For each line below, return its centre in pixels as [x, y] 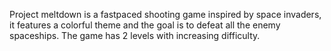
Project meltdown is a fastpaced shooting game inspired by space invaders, [165, 14]
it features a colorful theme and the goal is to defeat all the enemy [145, 25]
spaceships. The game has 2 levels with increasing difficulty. [135, 35]
